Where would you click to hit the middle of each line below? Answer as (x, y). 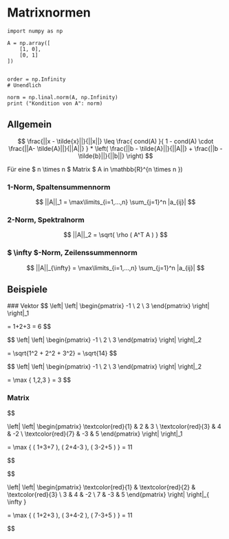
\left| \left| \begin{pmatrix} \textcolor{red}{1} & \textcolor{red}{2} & (101, 487)
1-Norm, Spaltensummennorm (59, 187)
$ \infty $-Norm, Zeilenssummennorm (72, 253)
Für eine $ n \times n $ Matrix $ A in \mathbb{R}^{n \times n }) (95, 169)
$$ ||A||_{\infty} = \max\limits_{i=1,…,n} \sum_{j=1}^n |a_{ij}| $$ (116, 267)
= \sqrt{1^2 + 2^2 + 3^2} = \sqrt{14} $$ (62, 354)
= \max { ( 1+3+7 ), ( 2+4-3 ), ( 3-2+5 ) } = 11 (70, 447)
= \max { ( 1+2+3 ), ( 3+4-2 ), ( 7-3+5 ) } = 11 (70, 515)
